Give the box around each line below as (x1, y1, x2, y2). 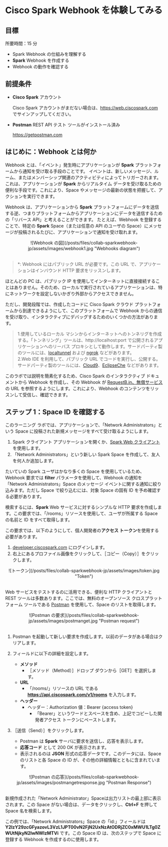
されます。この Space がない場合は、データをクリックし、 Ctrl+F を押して (5, 802, 157, 808)
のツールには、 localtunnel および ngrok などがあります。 (17, 350, 134, 356)
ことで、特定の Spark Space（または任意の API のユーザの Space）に (5, 223, 149, 229)
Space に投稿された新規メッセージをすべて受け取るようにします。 (14, 428, 151, 435)
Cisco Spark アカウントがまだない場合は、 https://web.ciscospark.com (12, 104, 158, 111)
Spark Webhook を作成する (12, 57, 69, 63)
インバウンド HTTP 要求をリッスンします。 (34, 267, 123, 273)
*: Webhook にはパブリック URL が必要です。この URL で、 (17, 261, 139, 267)
